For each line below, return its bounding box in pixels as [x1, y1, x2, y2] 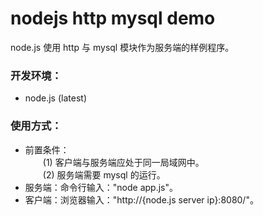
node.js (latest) [24, 92, 87, 104]
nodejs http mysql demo [10, 7, 216, 30]
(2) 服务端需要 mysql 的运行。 [42, 168, 166, 181]
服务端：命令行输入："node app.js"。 [24, 181, 178, 193]
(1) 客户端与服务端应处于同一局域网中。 [42, 156, 205, 168]
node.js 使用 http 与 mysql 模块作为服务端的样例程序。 [10, 41, 235, 53]
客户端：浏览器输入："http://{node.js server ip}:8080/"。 [24, 193, 259, 206]
